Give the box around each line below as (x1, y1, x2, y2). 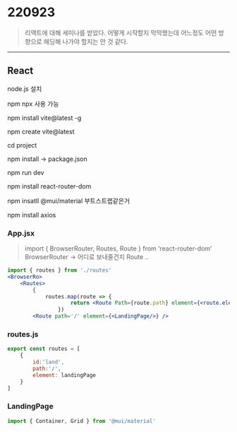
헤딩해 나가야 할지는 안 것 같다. (43, 37, 128, 46)
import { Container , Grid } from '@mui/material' (7, 417, 157, 424)
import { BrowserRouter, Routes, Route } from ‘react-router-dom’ (24, 244, 212, 253)
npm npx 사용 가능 (7, 100, 59, 108)
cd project (7, 140, 37, 149)
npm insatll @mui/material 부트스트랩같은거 (7, 196, 130, 205)
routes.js (7, 329, 39, 339)
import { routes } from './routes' (7, 267, 112, 274)
